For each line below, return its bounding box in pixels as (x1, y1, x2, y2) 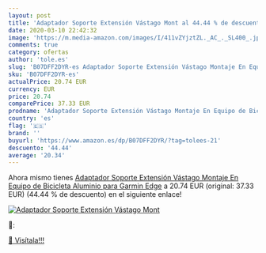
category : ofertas (8, 48, 69, 56)
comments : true (8, 41, 59, 49)
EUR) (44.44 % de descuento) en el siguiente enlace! (8, 190, 182, 199)
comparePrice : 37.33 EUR (8, 100, 90, 108)
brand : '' (8, 129, 41, 137)
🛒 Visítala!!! (8, 236, 45, 245)
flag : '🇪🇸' (8, 122, 47, 130)
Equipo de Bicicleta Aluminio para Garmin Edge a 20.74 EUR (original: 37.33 (8, 181, 255, 191)
